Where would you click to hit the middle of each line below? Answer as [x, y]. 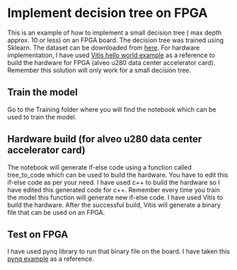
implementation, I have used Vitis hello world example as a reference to [111, 55]
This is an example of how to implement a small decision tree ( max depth [114, 33]
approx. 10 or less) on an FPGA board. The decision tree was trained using [116, 40]
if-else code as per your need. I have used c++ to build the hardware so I [114, 182]
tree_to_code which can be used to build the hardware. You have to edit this [118, 175]
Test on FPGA [38, 234]
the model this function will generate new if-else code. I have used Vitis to [115, 197]
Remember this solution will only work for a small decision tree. [99, 70]
